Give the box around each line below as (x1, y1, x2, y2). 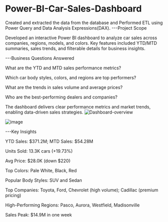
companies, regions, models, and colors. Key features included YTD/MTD (5, 40, 157, 46)
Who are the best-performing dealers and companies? (5, 94, 118, 100)
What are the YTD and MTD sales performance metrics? (5, 65, 121, 71)
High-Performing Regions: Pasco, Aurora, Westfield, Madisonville (5, 202, 140, 208)
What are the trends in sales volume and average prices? (5, 84, 123, 90)
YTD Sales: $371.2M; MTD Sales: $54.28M (5, 138, 94, 144)
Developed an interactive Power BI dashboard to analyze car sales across (5, 35, 157, 41)
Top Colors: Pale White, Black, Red (5, 167, 77, 173)
